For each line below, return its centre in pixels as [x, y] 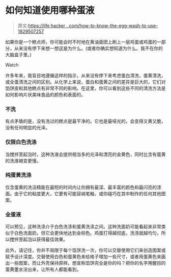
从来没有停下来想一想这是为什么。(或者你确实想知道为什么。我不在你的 [89, 48]
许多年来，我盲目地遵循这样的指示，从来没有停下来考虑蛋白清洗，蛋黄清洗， [85, 75]
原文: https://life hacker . [42, 26]
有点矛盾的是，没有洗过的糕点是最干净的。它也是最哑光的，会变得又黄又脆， [85, 121]
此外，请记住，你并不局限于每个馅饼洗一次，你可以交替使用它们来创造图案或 [85, 250]
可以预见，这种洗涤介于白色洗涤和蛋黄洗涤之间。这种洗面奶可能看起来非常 [83, 227]
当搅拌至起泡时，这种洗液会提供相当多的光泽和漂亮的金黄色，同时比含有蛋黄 [85, 154]
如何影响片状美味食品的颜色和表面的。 [45, 95]
